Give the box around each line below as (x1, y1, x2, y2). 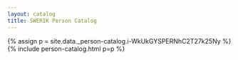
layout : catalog (7, 10, 56, 18)
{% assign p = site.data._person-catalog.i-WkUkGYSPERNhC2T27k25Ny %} (7, 36, 232, 45)
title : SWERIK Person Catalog (7, 17, 98, 24)
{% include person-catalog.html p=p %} (7, 44, 125, 53)
